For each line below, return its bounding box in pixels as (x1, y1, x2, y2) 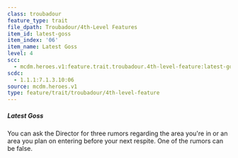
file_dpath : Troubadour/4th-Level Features (7, 23, 138, 30)
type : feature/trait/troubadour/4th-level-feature (7, 89, 160, 96)
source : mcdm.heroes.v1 (7, 83, 78, 90)
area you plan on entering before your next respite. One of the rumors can (7, 137, 224, 145)
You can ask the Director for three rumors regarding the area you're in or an (7, 129, 228, 138)
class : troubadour (7, 10, 62, 18)
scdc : (7, 69, 23, 77)
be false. (7, 145, 33, 153)
